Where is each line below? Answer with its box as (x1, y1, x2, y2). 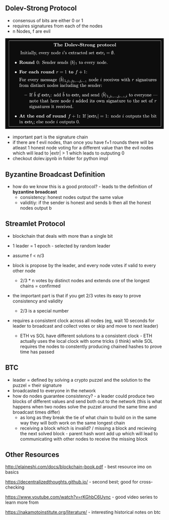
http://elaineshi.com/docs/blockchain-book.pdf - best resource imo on (5, 464, 152, 470)
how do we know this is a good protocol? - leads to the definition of (12, 184, 152, 190)
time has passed (20, 348, 54, 355)
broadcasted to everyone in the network (12, 387, 96, 393)
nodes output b (20, 205, 52, 211)
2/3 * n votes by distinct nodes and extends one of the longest (20, 277, 150, 283)
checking (5, 484, 25, 490)
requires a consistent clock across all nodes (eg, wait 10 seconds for (12, 318, 155, 324)
